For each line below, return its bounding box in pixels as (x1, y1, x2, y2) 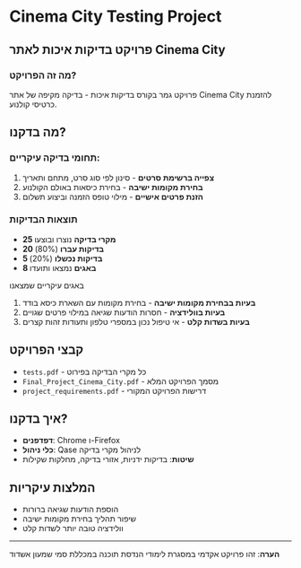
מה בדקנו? (9, 125, 66, 140)
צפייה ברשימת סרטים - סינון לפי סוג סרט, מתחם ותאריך (21, 172, 215, 183)
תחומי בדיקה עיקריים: (9, 152, 100, 164)
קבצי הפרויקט (9, 343, 84, 358)
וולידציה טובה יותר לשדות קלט (21, 523, 124, 534)
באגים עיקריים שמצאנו (9, 280, 85, 291)
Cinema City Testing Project (9, 6, 222, 27)
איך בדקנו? (9, 411, 68, 427)
